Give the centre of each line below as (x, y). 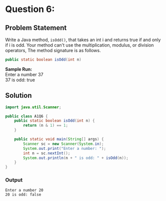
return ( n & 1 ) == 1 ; (46, 126)
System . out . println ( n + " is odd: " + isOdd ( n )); (76, 158)
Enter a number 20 (24, 190)
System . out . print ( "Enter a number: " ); (65, 148)
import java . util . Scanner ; (33, 107)
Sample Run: (19, 69)
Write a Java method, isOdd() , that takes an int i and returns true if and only (83, 40)
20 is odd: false (23, 195)
